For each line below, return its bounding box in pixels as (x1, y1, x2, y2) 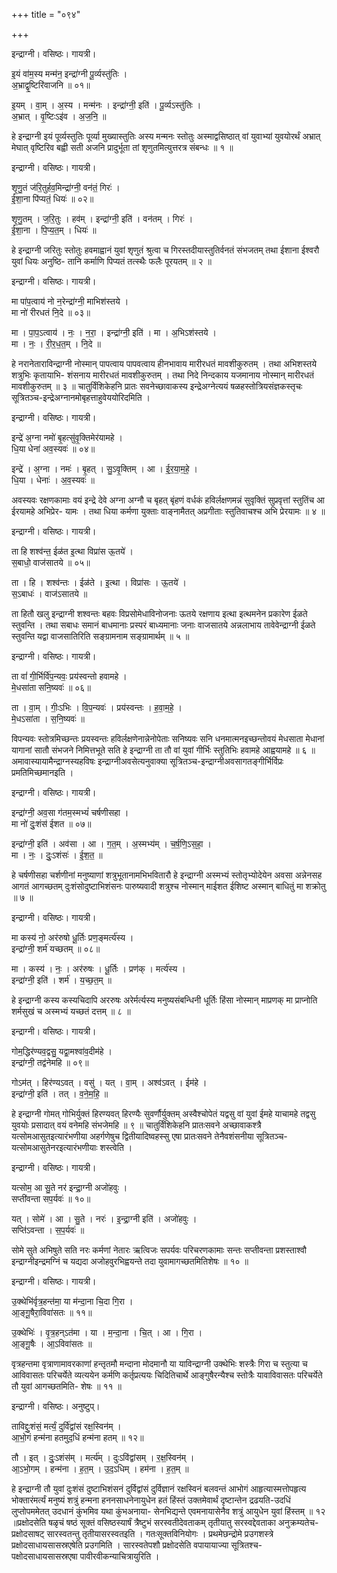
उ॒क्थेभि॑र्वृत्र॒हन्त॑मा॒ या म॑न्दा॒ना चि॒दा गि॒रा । (11, 1295, 134, 1307)
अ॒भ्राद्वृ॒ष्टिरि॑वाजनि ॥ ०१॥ (11, 79, 91, 91)
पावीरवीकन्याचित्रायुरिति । (79, 1550, 160, 1562)
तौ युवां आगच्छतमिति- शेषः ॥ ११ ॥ (11, 1380, 122, 1392)
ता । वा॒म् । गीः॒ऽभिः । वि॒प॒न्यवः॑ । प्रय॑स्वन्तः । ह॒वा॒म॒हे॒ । (11, 702, 183, 713)
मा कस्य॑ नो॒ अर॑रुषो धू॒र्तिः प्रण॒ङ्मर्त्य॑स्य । (11, 932, 134, 943)
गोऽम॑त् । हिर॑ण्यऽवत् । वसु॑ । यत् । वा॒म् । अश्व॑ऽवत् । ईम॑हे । (11, 1077, 208, 1088)
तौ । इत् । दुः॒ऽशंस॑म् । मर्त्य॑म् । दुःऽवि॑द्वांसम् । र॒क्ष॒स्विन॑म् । (11, 1452, 195, 1463)
